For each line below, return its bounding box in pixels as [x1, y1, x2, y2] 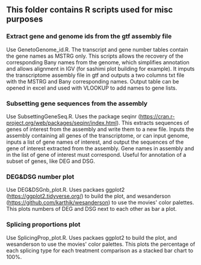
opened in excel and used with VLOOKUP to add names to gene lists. [6, 84, 178, 91]
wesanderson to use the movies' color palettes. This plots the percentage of [6, 240, 196, 248]
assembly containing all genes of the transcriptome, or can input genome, [6, 132, 190, 139]
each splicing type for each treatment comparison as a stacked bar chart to [6, 246, 194, 254]
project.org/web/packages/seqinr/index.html [6, 119, 117, 126]
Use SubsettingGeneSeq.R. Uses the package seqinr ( [6, 112, 140, 120]
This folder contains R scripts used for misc [6, 5, 173, 15]
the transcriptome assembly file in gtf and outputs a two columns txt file [6, 72, 185, 79]
